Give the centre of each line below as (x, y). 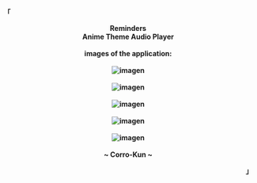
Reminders (128, 28)
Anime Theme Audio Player (128, 36)
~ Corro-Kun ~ (128, 154)
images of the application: (128, 53)
